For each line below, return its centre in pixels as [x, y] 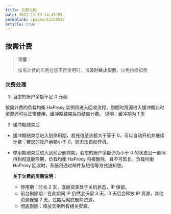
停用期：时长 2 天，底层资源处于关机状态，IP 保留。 [75, 187]
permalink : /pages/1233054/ [35, 19]
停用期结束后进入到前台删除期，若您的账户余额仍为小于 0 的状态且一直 [87, 153]
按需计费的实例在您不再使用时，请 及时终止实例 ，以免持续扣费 [83, 70]
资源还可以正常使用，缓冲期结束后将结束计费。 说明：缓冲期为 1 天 [75, 114]
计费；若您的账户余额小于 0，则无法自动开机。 [62, 142]
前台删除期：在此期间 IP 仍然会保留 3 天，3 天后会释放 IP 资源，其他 [92, 194]
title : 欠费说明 [21, 10]
